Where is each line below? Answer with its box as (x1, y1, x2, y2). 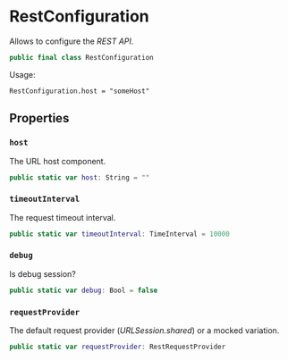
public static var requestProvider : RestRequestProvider (9, 342, 226, 352)
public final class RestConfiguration (9, 53, 154, 62)
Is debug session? (9, 268, 76, 279)
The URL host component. (9, 155, 106, 166)
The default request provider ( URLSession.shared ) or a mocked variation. (9, 325, 280, 336)
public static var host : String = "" (9, 172, 150, 182)
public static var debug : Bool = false (9, 286, 158, 295)
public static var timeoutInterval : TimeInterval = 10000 (9, 230, 230, 239)
